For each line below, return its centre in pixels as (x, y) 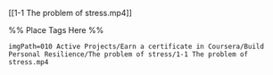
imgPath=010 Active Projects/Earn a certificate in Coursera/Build (136, 46)
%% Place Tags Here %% (56, 30)
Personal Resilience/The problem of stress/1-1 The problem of (128, 54)
